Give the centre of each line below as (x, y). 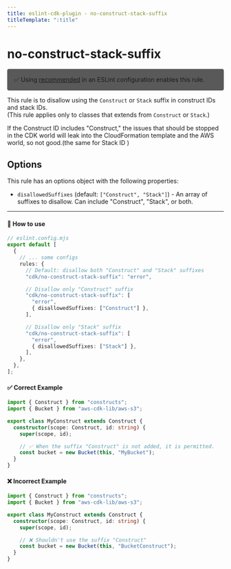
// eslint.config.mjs (38, 238)
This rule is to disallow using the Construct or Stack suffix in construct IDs (111, 100)
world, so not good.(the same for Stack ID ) (68, 143)
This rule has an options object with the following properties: (93, 181)
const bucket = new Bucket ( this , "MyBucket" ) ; (87, 453)
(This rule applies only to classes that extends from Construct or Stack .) (109, 115)
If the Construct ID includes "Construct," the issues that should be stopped (113, 129)
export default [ (32, 245)
